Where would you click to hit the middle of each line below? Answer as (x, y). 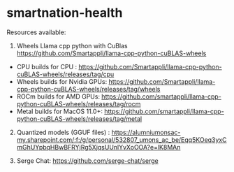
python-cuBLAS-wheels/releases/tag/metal (79, 119)
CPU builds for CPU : (47, 66)
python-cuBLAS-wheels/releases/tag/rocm (79, 103)
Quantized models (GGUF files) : (63, 132)
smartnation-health (65, 13)
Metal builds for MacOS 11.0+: (59, 111)
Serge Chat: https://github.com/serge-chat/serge (87, 160)
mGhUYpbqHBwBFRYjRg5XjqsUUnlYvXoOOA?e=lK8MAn (98, 147)
